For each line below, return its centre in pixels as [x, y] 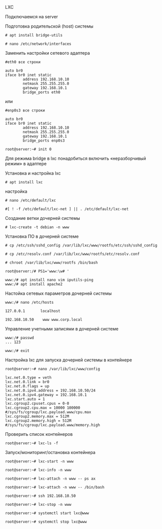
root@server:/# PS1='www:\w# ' [37, 271]
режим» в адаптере [26, 164]
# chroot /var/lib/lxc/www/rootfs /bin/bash [51, 263]
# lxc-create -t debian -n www [37, 227]
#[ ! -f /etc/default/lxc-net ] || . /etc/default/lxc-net [67, 209]
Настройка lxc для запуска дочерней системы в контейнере [68, 360]
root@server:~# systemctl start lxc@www [47, 513]
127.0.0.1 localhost [33, 311]
